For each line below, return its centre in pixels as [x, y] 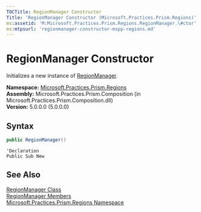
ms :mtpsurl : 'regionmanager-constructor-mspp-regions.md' [81, 29]
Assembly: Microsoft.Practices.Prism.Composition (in [73, 94]
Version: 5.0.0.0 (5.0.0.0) [38, 107]
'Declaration [23, 151]
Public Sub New [26, 156]
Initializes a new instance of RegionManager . [62, 76]
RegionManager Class [34, 190]
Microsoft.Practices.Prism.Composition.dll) [60, 100]
